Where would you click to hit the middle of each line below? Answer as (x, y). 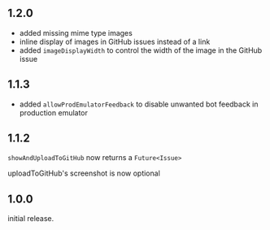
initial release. (31, 219)
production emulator (54, 112)
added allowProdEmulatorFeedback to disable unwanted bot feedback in (139, 104)
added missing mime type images (76, 33)
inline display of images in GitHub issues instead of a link (115, 41)
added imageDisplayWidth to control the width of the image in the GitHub (141, 50)
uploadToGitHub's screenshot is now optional (84, 173)
